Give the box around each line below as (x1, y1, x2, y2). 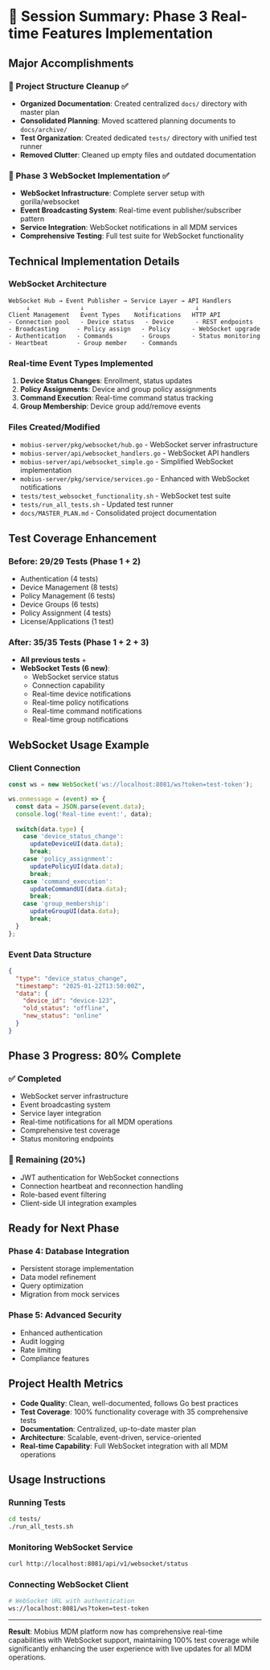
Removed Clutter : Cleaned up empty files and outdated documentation (19, 150, 256, 159)
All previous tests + (19, 655, 87, 664)
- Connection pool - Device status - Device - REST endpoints (8, 318, 253, 326)
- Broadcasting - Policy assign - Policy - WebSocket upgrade (8, 325, 261, 333)
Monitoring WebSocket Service (8, 1541, 133, 1553)
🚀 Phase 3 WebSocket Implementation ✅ (8, 170, 170, 181)
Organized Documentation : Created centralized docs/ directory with (19, 98, 247, 108)
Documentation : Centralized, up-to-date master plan (19, 1424, 197, 1433)
